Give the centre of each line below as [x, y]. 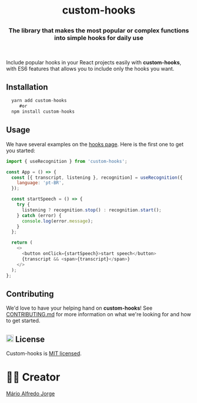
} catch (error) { [39, 215]
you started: [21, 150]
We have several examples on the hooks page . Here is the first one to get [95, 144]
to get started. [23, 321]
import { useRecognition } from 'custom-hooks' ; [67, 161]
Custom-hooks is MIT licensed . [44, 353]
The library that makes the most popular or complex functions [99, 31]
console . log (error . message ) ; [57, 221]
